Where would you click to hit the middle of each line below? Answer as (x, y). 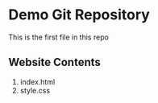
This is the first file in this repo (58, 37)
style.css (35, 90)
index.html (37, 81)
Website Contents (54, 62)
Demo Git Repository (79, 15)
